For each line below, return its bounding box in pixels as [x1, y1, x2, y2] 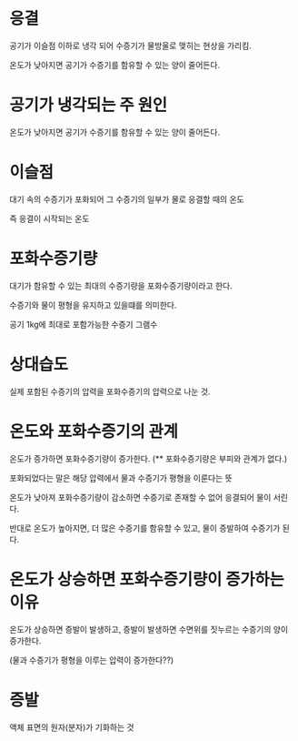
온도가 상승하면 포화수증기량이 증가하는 [9, 569, 284, 590]
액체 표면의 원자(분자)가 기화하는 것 [9, 721, 134, 733]
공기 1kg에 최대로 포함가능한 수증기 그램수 [9, 319, 158, 330]
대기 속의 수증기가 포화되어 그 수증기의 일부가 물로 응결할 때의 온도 [9, 193, 244, 205]
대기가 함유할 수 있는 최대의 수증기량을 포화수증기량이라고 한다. [9, 279, 233, 291]
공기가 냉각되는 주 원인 [9, 95, 168, 116]
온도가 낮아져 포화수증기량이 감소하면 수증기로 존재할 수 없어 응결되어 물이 [9, 492, 272, 502]
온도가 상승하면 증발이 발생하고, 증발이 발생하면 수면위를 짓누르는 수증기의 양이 [9, 624, 289, 634]
